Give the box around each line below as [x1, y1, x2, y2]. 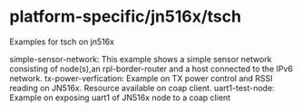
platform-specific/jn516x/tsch [9, 6, 242, 27]
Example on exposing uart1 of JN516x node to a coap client [9, 92, 231, 103]
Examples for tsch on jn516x [9, 36, 115, 47]
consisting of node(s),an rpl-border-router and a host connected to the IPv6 [9, 63, 293, 74]
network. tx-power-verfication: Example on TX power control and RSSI [9, 72, 274, 83]
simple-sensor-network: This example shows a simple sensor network [9, 53, 272, 64]
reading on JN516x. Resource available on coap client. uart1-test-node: [9, 82, 275, 93]
